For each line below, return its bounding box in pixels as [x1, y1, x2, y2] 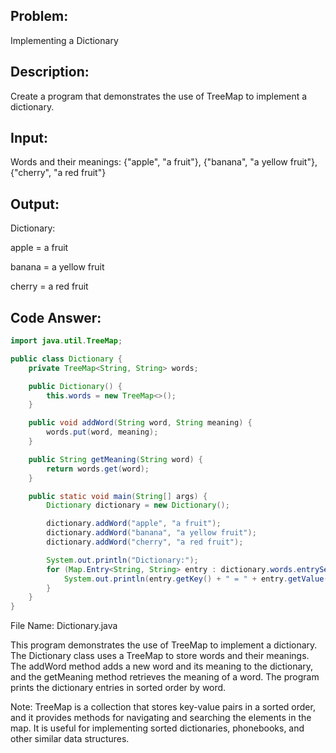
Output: [10, 195, 60, 213]
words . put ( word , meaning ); [46, 427, 159, 438]
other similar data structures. [10, 733, 130, 745]
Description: [10, 64, 90, 81]
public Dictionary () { [28, 381, 123, 391]
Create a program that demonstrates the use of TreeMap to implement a [10, 90, 308, 102]
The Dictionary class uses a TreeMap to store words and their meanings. [10, 650, 310, 662]
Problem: [10, 8, 69, 25]
